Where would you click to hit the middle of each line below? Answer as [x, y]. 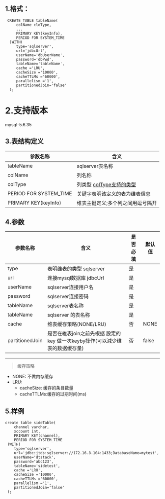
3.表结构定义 [25, 141]
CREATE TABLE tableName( [32, 20]
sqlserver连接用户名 [70, 287]
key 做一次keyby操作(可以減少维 [84, 341]
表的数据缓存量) [66, 348]
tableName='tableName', [40, 64]
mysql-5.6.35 [18, 124]
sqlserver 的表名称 [69, 315]
